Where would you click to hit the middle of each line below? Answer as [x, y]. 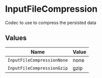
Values [16, 38]
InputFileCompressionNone [38, 60]
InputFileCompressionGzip [38, 68]
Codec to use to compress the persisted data [51, 23]
